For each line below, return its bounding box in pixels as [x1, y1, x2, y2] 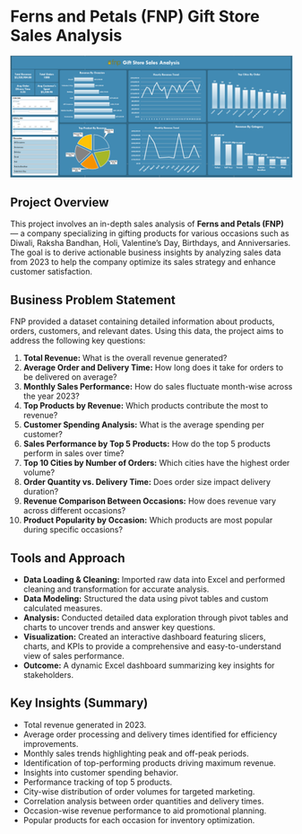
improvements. [22, 738, 79, 749]
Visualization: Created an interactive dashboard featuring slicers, [22, 631, 267, 642]
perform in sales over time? [22, 448, 125, 459]
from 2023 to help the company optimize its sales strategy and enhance [10, 257, 276, 268]
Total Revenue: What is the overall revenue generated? [22, 353, 228, 364]
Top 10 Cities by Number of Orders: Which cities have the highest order [22, 458, 290, 469]
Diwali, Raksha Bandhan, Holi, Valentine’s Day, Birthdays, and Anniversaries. [10, 238, 291, 249]
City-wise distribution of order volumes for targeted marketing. [22, 786, 255, 796]
